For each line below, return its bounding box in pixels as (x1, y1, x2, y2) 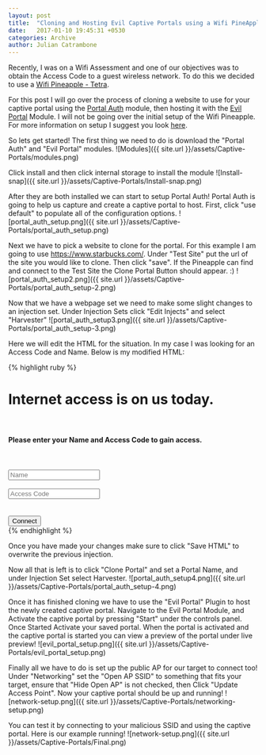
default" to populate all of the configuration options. (8, 209, 177, 218)
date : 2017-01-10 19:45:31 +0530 (8, 26, 126, 34)
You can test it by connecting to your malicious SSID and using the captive (8, 721, 251, 730)
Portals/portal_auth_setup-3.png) (8, 324, 116, 333)
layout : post (8, 11, 51, 20)
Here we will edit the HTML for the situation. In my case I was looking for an (8, 339, 255, 349)
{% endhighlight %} (8, 526, 73, 535)
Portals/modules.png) (8, 152, 79, 163)
